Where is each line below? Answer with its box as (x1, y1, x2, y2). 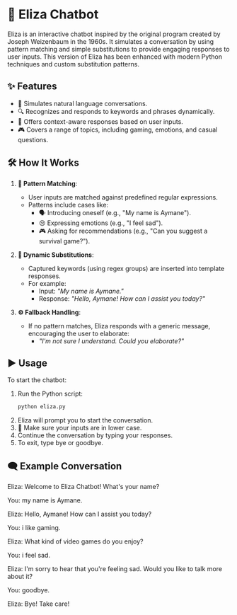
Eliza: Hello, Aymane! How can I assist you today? (7, 510, 152, 519)
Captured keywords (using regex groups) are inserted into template (28, 264, 225, 272)
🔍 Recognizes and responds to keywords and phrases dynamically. (17, 107, 215, 115)
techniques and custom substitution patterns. (7, 59, 140, 68)
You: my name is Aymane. (7, 496, 83, 505)
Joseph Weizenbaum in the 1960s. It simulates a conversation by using (7, 37, 214, 45)
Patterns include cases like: (28, 200, 108, 209)
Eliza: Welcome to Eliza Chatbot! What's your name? (7, 483, 160, 491)
